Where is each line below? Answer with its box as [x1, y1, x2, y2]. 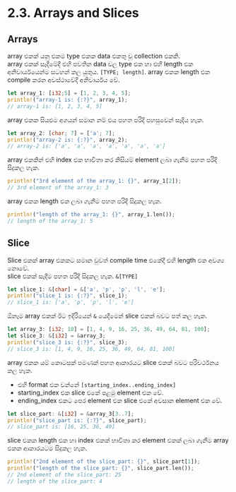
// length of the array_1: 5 [7, 217, 93, 224]
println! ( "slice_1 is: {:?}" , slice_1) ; [7, 292, 129, 299]
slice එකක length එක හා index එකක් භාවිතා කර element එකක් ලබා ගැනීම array [7, 436, 229, 445]
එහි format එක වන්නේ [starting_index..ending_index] [17, 380, 177, 389]
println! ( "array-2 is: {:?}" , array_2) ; [7, 136, 129, 143]
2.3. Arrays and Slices [7, 5, 139, 21]
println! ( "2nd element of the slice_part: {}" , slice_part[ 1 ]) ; [7, 458, 201, 465]
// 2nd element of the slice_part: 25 [7, 472, 122, 479]
